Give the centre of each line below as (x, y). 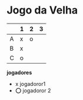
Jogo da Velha (42, 10)
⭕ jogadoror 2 (33, 90)
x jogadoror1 (30, 84)
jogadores (19, 72)
